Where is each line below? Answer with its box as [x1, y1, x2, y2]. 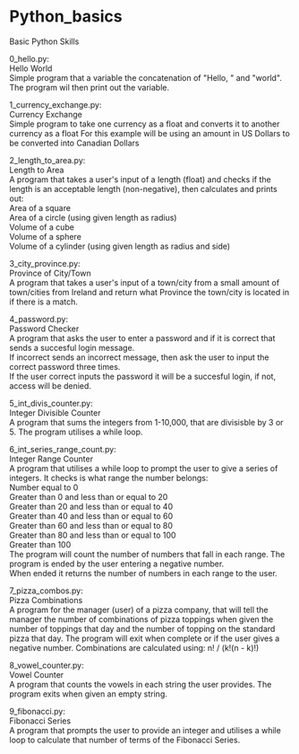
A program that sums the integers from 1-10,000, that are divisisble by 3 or [9, 416, 284, 427]
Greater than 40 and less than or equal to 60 [9, 510, 174, 522]
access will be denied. [9, 380, 92, 391]
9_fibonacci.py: [9, 706, 65, 716]
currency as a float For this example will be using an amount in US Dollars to [9, 127, 291, 138]
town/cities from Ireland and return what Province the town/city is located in [9, 286, 289, 297]
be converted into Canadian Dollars [9, 137, 140, 148]
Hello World [9, 63, 53, 74]
